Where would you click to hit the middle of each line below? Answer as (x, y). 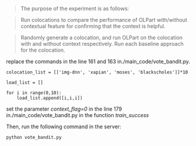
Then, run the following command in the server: (64, 127)
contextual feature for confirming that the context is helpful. (93, 26)
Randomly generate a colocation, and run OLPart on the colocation (102, 37)
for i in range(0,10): (34, 93)
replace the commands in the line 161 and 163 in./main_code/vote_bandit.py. (98, 62)
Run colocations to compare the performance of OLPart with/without (104, 20)
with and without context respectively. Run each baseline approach (102, 44)
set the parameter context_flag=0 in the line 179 (64, 109)
